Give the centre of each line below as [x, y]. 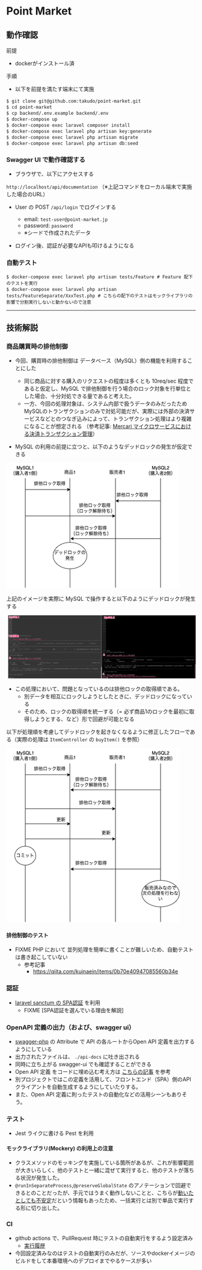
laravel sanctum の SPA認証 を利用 [58, 1003]
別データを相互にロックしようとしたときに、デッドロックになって [106, 697]
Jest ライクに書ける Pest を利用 [54, 1134]
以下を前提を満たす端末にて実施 [54, 89]
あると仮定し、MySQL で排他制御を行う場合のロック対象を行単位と [107, 389]
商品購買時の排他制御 [37, 346]
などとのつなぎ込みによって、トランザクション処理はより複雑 [116, 419]
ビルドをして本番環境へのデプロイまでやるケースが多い [83, 1260]
